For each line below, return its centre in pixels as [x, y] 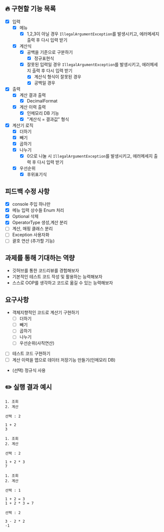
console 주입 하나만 [31, 204]
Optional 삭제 [25, 217]
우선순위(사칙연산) [37, 343]
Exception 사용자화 [31, 235]
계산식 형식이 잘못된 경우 [58, 77]
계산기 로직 [23, 125]
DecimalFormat [42, 101]
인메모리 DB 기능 [43, 113]
